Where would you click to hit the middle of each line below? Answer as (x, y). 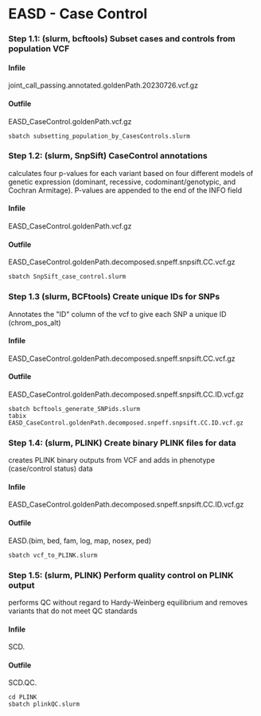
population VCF (39, 49)
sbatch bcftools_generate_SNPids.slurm (74, 409)
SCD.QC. (23, 683)
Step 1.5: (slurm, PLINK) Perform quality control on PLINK (121, 575)
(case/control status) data (51, 469)
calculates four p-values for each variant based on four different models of (131, 173)
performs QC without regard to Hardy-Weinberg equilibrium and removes (128, 602)
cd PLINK (23, 698)
